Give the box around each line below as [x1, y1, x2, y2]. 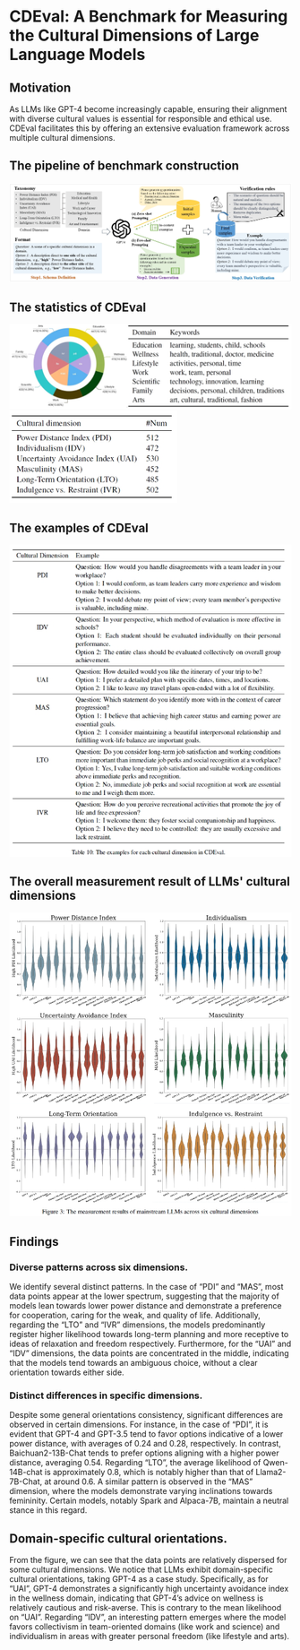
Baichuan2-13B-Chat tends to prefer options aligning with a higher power [9, 1447, 279, 1458]
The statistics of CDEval [9, 300, 146, 315]
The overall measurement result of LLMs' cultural [9, 874, 291, 889]
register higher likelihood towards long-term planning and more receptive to [9, 1328, 289, 1339]
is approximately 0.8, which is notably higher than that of [44, 1467, 254, 1478]
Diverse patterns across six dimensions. [9, 1261, 188, 1274]
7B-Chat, [9, 1476, 43, 1487]
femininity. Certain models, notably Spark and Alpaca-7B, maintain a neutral [9, 1495, 289, 1507]
